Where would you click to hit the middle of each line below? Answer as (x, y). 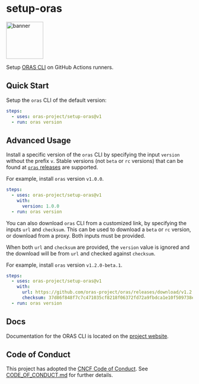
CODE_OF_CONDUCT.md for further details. (60, 375)
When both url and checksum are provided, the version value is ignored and (98, 247)
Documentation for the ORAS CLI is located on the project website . (87, 336)
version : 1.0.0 (41, 206)
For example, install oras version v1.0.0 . (55, 179)
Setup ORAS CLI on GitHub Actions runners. (60, 67)
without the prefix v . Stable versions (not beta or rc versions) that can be (95, 161)
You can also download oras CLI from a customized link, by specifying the (96, 223)
